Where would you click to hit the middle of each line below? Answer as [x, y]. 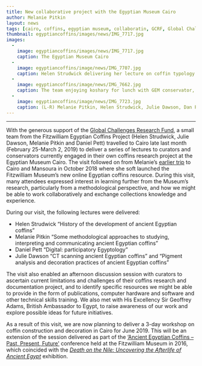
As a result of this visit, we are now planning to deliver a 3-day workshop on [100, 324]
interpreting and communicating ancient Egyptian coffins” [86, 243]
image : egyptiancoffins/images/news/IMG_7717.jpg [81, 51]
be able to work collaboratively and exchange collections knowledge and [96, 194]
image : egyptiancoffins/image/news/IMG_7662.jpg [79, 85]
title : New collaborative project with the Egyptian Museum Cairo [91, 12]
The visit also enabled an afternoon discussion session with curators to [94, 274]
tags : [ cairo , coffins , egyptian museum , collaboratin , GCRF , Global [95, 29]
